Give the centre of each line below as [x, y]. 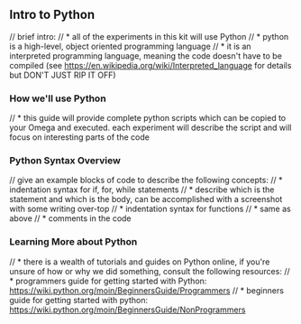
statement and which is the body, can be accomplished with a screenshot [146, 199]
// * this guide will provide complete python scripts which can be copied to [148, 118]
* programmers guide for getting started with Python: [108, 281]
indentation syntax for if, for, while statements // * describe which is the [142, 190]
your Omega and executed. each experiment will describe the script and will [150, 128]
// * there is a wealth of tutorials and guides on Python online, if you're [140, 262]
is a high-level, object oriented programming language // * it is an [130, 46]
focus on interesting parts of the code [80, 137]
